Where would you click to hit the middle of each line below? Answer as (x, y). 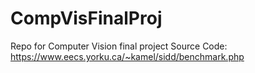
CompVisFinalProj (86, 18)
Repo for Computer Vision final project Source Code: (119, 46)
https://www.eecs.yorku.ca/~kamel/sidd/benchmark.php (127, 56)
